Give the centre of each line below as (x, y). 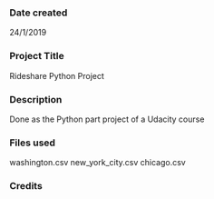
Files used (33, 143)
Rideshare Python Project (57, 75)
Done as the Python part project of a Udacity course (107, 119)
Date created (39, 13)
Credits (26, 186)
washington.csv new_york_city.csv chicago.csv (97, 163)
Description (36, 99)
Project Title (37, 56)
